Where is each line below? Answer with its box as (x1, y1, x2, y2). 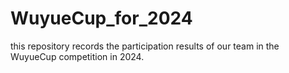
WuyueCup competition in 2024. (10, 50, 145, 62)
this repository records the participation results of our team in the (10, 40, 280, 52)
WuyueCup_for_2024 (10, 7, 193, 30)
